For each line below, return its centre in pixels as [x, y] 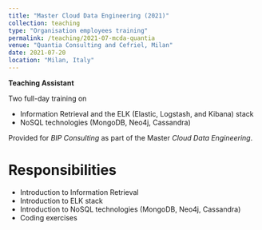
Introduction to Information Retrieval [79, 192]
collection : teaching [44, 23]
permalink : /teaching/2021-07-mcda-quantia [82, 38]
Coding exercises [48, 217]
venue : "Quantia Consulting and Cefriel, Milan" [91, 46]
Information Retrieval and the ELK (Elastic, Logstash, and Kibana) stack [137, 113]
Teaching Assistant [41, 83]
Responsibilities [63, 171]
